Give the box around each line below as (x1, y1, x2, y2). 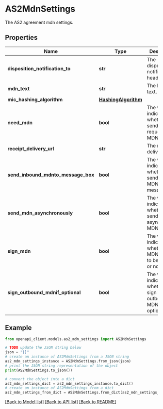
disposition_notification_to (7, 65, 71, 72)
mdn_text (7, 85, 30, 92)
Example (5, 324, 32, 332)
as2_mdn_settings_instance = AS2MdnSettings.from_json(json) (5, 359, 131, 364)
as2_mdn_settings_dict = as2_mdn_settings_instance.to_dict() (5, 381, 133, 386)
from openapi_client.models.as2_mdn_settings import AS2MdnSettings (5, 336, 147, 342)
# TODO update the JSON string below (5, 345, 81, 350)
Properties (5, 33, 38, 42)
